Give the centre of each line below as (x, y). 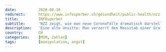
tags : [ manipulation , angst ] (45, 42)
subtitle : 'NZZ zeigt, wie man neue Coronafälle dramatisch (74, 24)
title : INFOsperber (34, 19)
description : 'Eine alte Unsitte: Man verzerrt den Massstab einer (78, 28)
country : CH (24, 33)
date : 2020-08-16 (33, 10)
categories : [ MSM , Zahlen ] (36, 38)
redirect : (15, 14)
